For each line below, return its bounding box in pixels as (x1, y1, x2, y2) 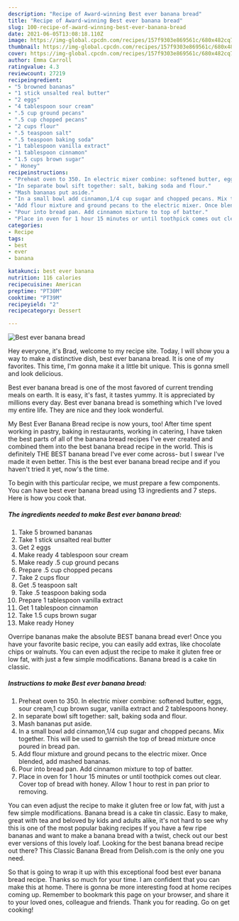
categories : (8, 222, 43, 229)
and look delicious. (8, 370, 63, 378)
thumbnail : (8, 43, 40, 50)
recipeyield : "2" (8, 301, 60, 308)
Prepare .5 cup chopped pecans (18, 566, 113, 574)
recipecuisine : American (8, 281, 82, 288)
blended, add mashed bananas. (18, 758, 111, 766)
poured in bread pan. (18, 742, 80, 750)
